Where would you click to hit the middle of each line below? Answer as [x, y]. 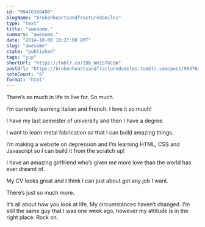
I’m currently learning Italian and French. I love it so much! [79, 109]
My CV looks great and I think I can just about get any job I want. [88, 181]
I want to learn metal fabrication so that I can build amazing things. [90, 133]
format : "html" [26, 80]
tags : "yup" [21, 57]
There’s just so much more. [41, 193]
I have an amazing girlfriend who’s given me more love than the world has [99, 162]
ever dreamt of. [26, 169]
